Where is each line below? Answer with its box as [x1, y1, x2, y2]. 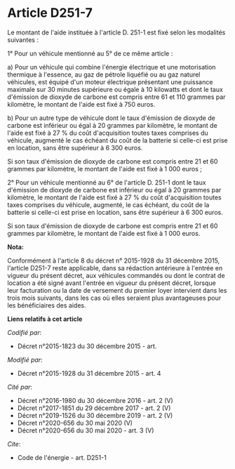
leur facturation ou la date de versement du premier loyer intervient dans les [7, 286, 227, 294]
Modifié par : [7, 355, 43, 364]
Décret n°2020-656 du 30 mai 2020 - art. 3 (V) [17, 426, 154, 435]
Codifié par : [7, 328, 42, 336]
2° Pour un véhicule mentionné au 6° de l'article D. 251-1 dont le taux [7, 178, 206, 187]
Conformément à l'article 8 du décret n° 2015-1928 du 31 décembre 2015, [7, 256, 220, 265]
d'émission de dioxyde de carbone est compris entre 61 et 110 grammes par [7, 93, 226, 101]
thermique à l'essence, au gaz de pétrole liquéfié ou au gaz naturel [7, 70, 201, 79]
